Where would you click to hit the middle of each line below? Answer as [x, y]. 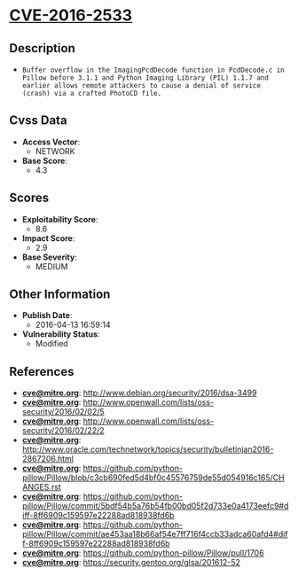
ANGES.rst [42, 487]
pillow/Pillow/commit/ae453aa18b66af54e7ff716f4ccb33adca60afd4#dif [155, 534]
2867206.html [47, 459]
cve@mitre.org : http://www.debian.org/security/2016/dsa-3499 [139, 393]
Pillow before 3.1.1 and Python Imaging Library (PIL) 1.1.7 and [145, 78]
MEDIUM [51, 266]
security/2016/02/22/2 [63, 431]
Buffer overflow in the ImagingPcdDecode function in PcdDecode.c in [153, 70]
